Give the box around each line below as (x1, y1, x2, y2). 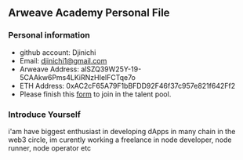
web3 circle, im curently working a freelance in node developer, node (8, 135, 233, 144)
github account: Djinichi (19, 47, 96, 57)
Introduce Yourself (8, 109, 81, 120)
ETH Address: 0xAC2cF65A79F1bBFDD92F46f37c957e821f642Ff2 (19, 81, 236, 90)
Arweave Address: (19, 64, 80, 74)
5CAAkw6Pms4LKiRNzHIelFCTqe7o (19, 72, 136, 82)
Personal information (8, 30, 90, 41)
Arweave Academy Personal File (8, 6, 170, 20)
